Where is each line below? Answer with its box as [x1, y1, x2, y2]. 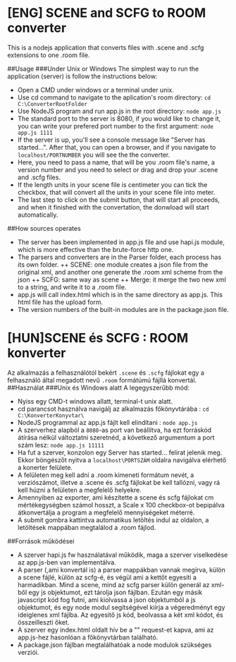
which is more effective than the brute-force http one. [17, 245, 174, 253]
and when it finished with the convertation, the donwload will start [17, 203, 209, 211]
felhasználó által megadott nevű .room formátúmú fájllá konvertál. [7, 375, 197, 384]
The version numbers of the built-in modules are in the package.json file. [17, 305, 229, 313]
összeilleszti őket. [17, 618, 70, 626]
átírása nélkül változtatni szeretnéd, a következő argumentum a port [17, 433, 215, 442]
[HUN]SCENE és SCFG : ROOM [7, 330, 189, 347]
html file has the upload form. [17, 298, 104, 306]
